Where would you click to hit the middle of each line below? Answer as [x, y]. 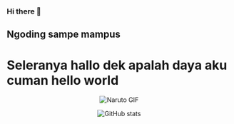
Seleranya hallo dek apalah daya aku [117, 65]
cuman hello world [63, 80]
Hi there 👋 [24, 11]
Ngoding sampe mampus [63, 35]
